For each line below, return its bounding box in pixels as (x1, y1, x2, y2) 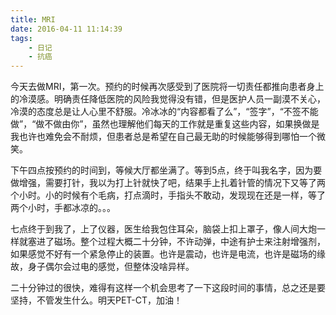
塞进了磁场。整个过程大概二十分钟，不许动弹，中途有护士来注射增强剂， (27, 236, 326, 248)
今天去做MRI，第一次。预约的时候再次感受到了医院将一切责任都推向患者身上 (10, 81, 325, 93)
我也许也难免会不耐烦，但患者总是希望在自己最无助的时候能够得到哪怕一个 (10, 131, 317, 143)
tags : (10, 33, 33, 43)
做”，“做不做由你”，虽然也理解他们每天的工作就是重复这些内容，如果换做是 (10, 118, 320, 130)
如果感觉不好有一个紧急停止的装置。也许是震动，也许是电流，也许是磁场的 (10, 248, 317, 260)
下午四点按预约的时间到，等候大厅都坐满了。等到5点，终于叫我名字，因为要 (10, 164, 323, 176)
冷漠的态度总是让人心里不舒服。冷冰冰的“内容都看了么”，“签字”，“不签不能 (10, 106, 319, 118)
